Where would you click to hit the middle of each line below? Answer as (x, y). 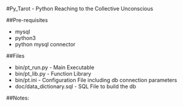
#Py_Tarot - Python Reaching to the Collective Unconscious (80, 9)
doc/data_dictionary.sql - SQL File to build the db (75, 86)
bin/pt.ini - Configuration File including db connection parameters (96, 80)
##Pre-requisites (27, 20)
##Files (16, 56)
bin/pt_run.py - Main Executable (55, 67)
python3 (25, 38)
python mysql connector (45, 44)
